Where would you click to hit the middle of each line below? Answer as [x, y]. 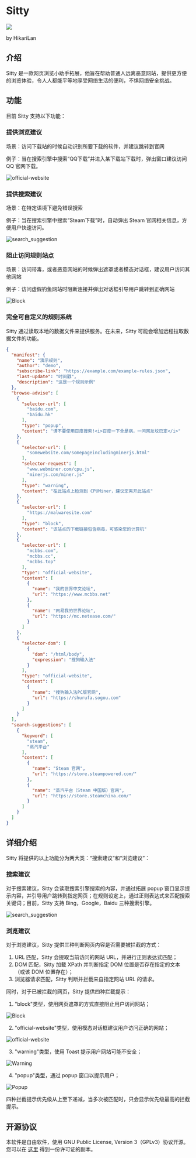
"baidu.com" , [43, 409]
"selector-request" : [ [49, 464]
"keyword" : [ [37, 736]
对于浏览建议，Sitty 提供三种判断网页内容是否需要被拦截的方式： [84, 945]
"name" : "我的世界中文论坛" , [64, 589]
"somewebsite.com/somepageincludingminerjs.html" [88, 453]
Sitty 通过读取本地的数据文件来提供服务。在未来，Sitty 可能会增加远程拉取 [95, 331]
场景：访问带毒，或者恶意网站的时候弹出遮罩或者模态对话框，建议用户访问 [95, 269]
